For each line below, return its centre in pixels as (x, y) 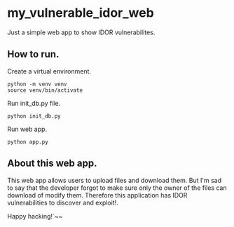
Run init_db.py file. (34, 103)
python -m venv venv (37, 84)
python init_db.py (34, 116)
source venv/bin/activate (45, 90)
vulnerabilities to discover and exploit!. (63, 202)
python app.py (28, 142)
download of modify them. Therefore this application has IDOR (97, 195)
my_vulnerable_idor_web (81, 13)
